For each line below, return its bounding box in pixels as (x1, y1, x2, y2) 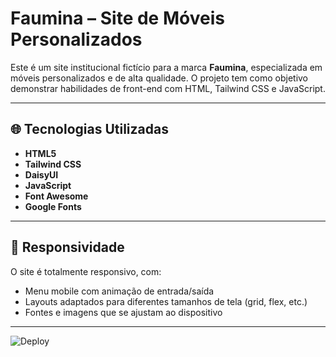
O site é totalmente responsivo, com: (10, 265, 162, 277)
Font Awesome (24, 190, 89, 202)
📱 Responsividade (10, 239, 125, 256)
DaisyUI (24, 168, 59, 181)
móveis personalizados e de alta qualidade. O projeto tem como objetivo (10, 72, 309, 84)
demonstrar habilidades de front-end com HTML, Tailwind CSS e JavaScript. (10, 82, 326, 94)
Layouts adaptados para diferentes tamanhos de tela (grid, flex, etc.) (24, 295, 308, 307)
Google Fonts (24, 200, 82, 212)
